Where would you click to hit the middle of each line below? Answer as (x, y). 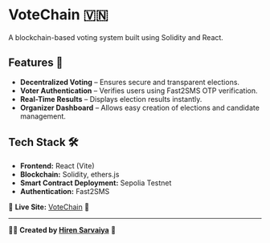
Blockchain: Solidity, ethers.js (70, 174)
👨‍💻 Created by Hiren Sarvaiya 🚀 (62, 229)
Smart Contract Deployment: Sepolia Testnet (96, 183)
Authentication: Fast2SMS (65, 191)
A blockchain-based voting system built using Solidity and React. (116, 37)
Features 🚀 (36, 63)
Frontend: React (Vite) (57, 165)
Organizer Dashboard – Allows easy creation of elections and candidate (139, 107)
